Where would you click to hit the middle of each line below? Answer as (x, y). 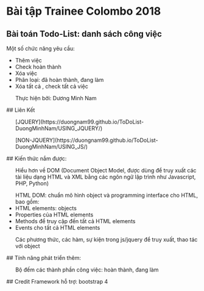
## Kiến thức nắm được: (37, 158)
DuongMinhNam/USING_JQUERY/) (59, 128)
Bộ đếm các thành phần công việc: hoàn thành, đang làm (87, 270)
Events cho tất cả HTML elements (58, 228)
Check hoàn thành (38, 67)
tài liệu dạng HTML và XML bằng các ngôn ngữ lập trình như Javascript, (105, 177)
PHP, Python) (32, 183)
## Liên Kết (21, 110)
